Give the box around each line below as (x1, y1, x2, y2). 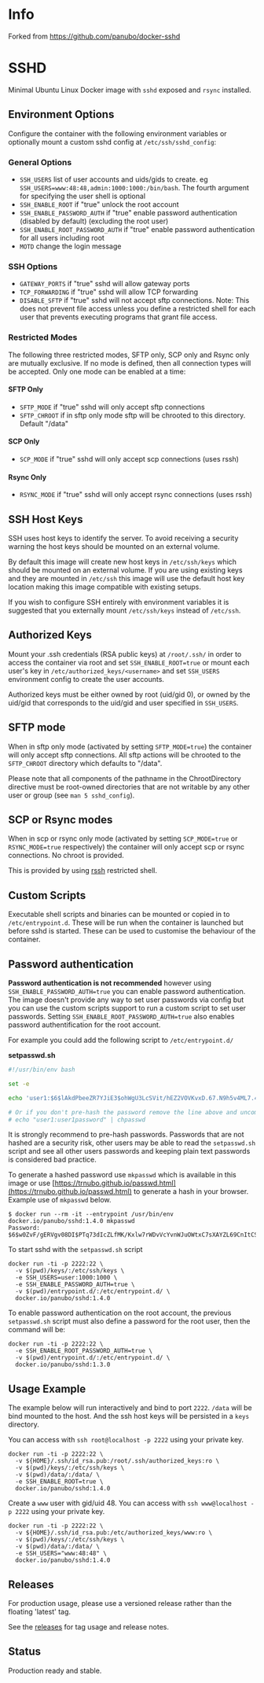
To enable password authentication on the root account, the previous (8, 1308, 232, 1318)
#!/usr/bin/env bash (8, 1066, 76, 1074)
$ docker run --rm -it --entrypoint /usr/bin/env (8, 1210, 174, 1218)
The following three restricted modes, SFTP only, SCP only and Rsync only (8, 350, 250, 359)
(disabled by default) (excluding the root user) (19, 216, 169, 226)
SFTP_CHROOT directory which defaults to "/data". (8, 758, 163, 768)
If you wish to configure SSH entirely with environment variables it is (8, 598, 229, 606)
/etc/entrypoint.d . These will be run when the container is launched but (8, 918, 244, 927)
